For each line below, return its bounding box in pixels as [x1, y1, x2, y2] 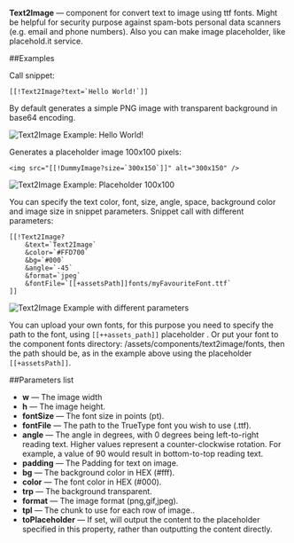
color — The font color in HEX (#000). [21, 476, 162, 487]
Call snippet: [9, 70, 55, 81]
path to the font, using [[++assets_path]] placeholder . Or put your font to [9, 329, 279, 340]
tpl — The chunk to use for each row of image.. [21, 505, 195, 515]
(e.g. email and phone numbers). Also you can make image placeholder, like [9, 27, 286, 36]
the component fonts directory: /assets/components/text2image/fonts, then [9, 339, 285, 349]
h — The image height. [21, 401, 106, 412]
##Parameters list [9, 374, 74, 385]
